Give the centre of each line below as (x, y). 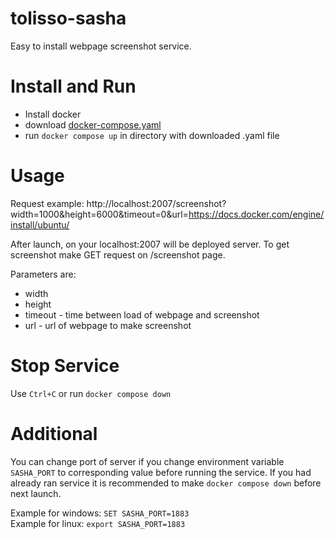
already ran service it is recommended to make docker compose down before (166, 483)
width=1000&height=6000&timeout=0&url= (99, 214)
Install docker (53, 114)
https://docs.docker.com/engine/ (256, 214)
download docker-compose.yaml (93, 124)
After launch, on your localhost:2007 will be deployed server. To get (150, 244)
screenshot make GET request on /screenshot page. (118, 254)
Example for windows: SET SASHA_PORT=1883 (100, 513)
